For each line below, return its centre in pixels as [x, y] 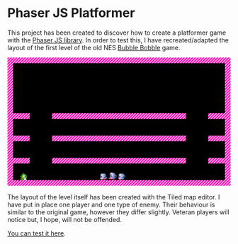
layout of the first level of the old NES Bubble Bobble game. [94, 47]
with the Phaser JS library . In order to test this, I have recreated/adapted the [118, 40]
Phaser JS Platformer [71, 13]
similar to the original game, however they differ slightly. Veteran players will [118, 212]
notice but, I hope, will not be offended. [65, 219]
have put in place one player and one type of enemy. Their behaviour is [111, 204]
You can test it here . [36, 233]
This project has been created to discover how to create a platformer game [117, 33]
